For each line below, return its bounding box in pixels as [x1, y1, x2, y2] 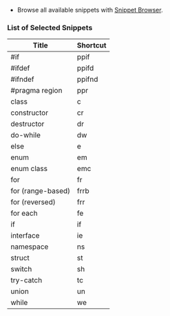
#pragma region [10, 86, 63, 95]
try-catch [10, 275, 43, 285]
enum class [10, 164, 48, 174]
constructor [10, 108, 49, 117]
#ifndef [10, 75, 34, 84]
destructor [10, 120, 45, 129]
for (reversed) [10, 197, 56, 207]
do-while [10, 131, 41, 140]
